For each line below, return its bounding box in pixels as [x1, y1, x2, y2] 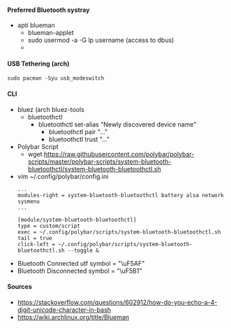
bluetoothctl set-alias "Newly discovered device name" [38, 120, 197, 129]
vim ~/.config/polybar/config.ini [17, 172, 109, 180]
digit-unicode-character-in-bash [17, 305, 112, 314]
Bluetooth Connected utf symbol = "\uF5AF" [17, 259, 145, 267]
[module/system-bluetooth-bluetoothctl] [17, 216, 137, 223]
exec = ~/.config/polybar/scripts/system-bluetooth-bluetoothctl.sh [17, 228, 221, 236]
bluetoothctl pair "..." [48, 127, 108, 136]
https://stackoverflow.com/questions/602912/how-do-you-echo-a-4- [17, 298, 218, 306]
